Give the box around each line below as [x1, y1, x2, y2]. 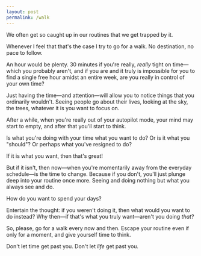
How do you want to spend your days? [6, 195, 102, 202]
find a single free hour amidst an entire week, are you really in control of [6, 73, 185, 81]
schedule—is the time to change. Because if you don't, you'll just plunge [6, 170, 185, 178]
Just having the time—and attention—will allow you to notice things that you [6, 92, 194, 99]
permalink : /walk [6, 14, 50, 20]
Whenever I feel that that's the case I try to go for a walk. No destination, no [6, 43, 194, 50]
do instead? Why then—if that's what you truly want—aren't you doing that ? [6, 213, 194, 220]
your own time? [6, 80, 45, 87]
